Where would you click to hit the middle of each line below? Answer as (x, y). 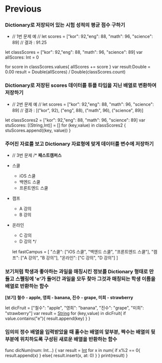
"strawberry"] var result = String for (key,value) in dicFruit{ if (65, 313)
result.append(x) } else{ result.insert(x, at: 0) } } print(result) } (66, 355)
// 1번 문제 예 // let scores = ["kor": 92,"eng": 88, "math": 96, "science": (82, 36)
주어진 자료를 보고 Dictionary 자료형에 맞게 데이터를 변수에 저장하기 (80, 144)
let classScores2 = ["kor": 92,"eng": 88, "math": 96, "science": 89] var (75, 120)
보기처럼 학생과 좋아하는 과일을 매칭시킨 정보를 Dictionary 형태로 (77, 272)
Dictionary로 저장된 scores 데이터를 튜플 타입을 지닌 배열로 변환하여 (81, 85)
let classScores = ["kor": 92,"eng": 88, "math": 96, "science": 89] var (74, 52)
